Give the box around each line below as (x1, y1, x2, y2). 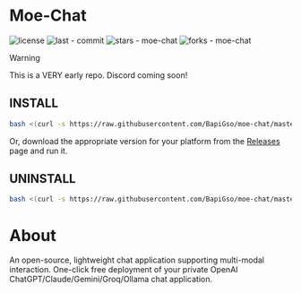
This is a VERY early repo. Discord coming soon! (9, 69, 188, 81)
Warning (9, 52, 40, 63)
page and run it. (9, 145, 68, 156)
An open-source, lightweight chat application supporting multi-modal (9, 254, 265, 265)
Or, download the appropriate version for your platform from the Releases (9, 135, 280, 146)
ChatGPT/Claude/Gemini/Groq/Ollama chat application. (9, 274, 213, 285)
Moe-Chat (9, 5, 87, 26)
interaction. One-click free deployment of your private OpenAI (9, 264, 239, 275)
